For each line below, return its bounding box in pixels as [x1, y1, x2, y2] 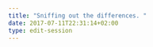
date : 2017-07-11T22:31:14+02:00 [8, 19, 119, 27]
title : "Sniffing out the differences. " [8, 11, 147, 20]
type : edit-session [8, 26, 73, 34]
